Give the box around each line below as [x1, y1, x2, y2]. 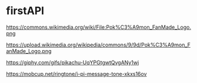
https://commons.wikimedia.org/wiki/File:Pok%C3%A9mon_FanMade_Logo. [6, 24, 191, 31]
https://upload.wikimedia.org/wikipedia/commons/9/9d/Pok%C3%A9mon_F [6, 41, 191, 48]
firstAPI [6, 4, 45, 18]
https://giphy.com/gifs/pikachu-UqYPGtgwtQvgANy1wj [6, 59, 139, 66]
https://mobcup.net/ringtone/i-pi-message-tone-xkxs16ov [6, 70, 147, 77]
